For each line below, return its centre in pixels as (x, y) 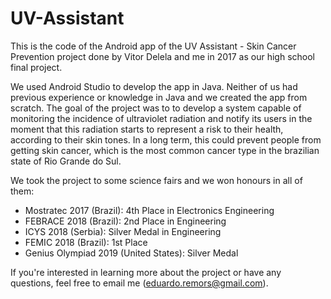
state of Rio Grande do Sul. (66, 161)
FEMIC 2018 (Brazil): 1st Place (86, 242)
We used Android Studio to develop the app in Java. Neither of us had (154, 86)
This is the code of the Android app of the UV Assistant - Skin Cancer (153, 46)
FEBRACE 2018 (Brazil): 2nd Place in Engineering (125, 221)
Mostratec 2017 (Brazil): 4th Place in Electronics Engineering (149, 210)
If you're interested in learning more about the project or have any (146, 272)
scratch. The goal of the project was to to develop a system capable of (156, 108)
